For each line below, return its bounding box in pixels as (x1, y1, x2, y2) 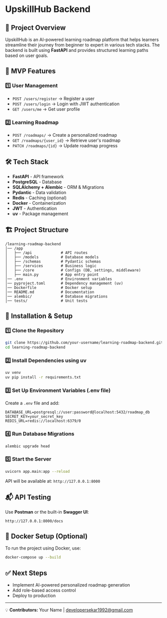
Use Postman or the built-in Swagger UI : (5, 509, 89, 515)
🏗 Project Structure (5, 226, 69, 234)
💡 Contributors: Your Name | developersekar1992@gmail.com (5, 607, 133, 613)
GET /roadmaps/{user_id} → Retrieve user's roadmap (12, 137, 121, 143)
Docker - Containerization (12, 200, 66, 206)
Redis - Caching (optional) (12, 195, 67, 201)
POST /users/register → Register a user (12, 95, 95, 101)
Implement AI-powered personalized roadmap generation (12, 582, 130, 588)
